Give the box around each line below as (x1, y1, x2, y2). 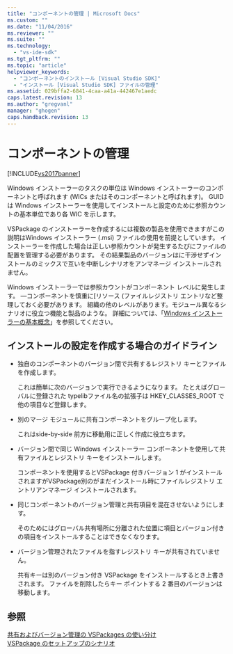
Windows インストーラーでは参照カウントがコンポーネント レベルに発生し (7, 282, 220, 291)
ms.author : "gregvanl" (7, 101, 73, 108)
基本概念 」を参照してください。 (25, 317, 117, 326)
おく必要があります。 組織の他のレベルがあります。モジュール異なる (25, 300, 220, 308)
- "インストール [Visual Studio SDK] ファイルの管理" (13, 81, 159, 88)
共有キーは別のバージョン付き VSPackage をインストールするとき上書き (17, 571, 225, 580)
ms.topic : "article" (7, 62, 67, 69)
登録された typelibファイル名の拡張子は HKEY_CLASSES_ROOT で (35, 392, 225, 400)
